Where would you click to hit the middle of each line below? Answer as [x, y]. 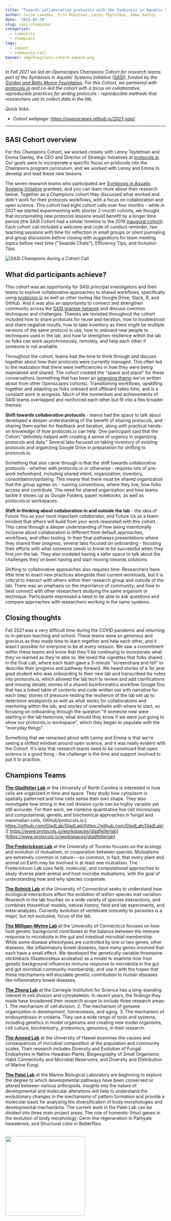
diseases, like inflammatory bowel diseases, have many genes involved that [84, 948]
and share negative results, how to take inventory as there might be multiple [85, 325]
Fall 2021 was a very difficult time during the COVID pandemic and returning [85, 630]
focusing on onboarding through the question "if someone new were [77, 711]
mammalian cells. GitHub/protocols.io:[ [46, 820]
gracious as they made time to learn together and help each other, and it [81, 641]
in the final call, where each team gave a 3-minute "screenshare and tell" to [84, 663]
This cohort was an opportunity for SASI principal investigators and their [81, 287]
